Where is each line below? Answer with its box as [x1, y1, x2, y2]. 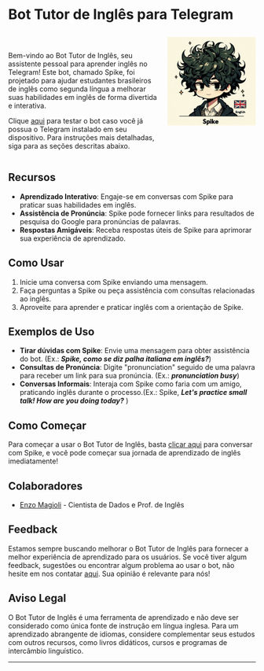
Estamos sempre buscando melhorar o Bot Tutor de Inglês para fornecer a [8, 544, 249, 553]
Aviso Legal [8, 592, 67, 605]
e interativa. [8, 101, 47, 110]
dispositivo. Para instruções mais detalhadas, [8, 132, 155, 142]
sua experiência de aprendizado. [19, 234, 126, 243]
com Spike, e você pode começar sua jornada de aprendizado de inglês [8, 448, 241, 458]
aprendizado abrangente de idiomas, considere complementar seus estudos [8, 629, 255, 639]
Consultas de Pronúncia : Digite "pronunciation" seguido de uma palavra [19, 363, 255, 372]
